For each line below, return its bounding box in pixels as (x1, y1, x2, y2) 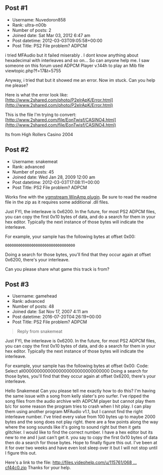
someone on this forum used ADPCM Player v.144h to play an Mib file (5, 62, 144, 68)
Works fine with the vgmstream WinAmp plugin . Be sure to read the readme (5, 194, 157, 199)
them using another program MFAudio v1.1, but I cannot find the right (5, 409, 143, 415)
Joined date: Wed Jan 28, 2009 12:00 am (12, 174, 96, 180)
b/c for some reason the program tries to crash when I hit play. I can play (5, 403, 151, 409)
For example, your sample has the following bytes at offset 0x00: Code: (5, 363, 149, 369)
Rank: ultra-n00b (12, 22, 47, 28)
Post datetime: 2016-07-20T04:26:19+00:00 (12, 314, 102, 320)
